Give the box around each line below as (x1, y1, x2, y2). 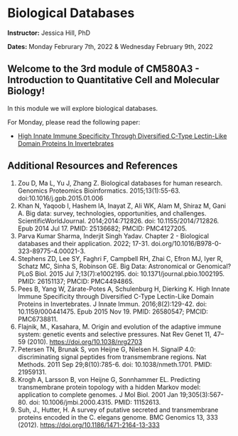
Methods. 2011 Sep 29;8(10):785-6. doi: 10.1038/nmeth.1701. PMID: (17, 360, 212, 368)
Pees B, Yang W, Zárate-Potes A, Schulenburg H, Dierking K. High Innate (17, 285, 230, 293)
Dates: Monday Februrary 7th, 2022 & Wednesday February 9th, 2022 (7, 42, 213, 50)
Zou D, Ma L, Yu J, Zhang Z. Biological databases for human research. (17, 179, 222, 187)
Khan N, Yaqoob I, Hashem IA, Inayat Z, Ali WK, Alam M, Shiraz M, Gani (17, 201, 226, 210)
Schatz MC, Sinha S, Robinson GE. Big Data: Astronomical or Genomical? (17, 262, 232, 270)
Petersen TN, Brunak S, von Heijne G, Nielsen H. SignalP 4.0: (17, 345, 196, 353)
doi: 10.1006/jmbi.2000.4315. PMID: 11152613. (28, 398, 161, 406)
